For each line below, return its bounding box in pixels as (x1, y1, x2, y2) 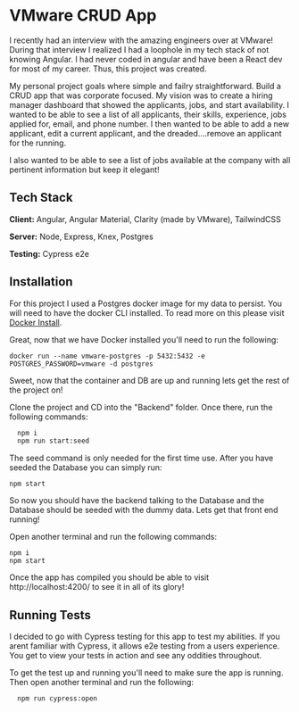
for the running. (9, 137, 67, 148)
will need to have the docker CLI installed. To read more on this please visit (9, 307, 285, 318)
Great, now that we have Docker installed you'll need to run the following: (9, 334, 279, 344)
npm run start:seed (17, 436, 90, 446)
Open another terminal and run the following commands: (9, 532, 217, 542)
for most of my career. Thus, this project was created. (9, 63, 207, 74)
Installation (9, 274, 73, 290)
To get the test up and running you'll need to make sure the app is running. (9, 667, 284, 678)
